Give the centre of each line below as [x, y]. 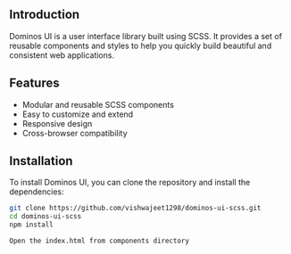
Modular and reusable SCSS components [98, 104]
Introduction [45, 15]
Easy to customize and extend [78, 114]
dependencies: [37, 192]
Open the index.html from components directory [100, 241]
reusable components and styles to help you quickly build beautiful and [141, 45]
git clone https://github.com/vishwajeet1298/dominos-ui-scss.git [135, 209]
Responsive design [57, 123]
